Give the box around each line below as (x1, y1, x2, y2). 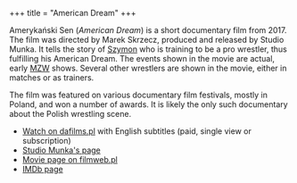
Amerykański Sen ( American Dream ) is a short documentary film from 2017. (9, 25, 287, 35)
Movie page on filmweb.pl (21, 154, 118, 164)
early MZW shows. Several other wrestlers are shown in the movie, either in (9, 62, 287, 73)
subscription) (21, 136, 71, 146)
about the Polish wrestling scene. (9, 109, 132, 119)
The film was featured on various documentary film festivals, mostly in (9, 89, 268, 100)
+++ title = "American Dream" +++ (9, 8, 136, 18)
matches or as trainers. (9, 72, 95, 83)
